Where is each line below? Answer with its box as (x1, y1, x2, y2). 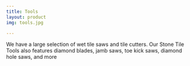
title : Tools (6, 8, 38, 15)
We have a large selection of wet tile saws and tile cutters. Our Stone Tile (6, 41, 185, 48)
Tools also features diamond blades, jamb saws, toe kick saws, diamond (6, 47, 182, 54)
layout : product (6, 14, 46, 20)
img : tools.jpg (6, 19, 44, 25)
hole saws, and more (6, 54, 57, 61)
